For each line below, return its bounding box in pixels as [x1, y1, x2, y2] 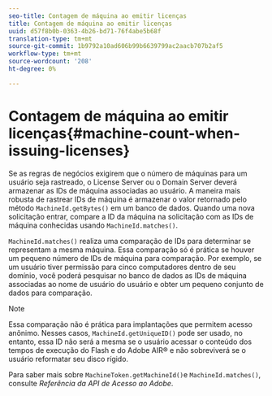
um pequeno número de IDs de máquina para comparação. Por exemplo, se [8, 253, 262, 263]
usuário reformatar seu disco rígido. [8, 354, 128, 363]
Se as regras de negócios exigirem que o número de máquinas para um [8, 168, 248, 178]
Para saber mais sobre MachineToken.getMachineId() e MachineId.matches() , [8, 369, 261, 379]
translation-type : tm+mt [8, 34, 93, 43]
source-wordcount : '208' [8, 58, 93, 66]
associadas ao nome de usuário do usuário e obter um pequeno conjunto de [8, 279, 264, 289]
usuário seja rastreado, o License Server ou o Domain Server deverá [8, 176, 238, 187]
